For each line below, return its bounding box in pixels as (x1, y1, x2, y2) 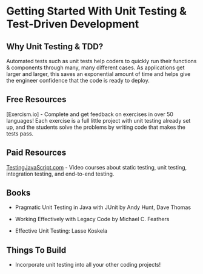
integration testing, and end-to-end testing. (6, 170, 115, 177)
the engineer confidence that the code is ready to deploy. (6, 77, 150, 84)
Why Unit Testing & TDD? (6, 41, 104, 52)
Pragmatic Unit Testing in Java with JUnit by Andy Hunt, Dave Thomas (15, 204, 191, 211)
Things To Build (6, 245, 67, 255)
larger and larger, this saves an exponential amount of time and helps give (6, 70, 191, 77)
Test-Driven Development (6, 17, 139, 31)
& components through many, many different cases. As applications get (6, 64, 185, 71)
